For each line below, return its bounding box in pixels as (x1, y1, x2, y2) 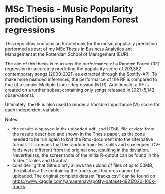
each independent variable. (5, 107, 61, 113)
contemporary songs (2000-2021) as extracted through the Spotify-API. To (5, 71, 157, 77)
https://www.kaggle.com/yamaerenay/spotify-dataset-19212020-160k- (12, 178, 156, 184)
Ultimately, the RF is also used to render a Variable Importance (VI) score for (5, 101, 160, 107)
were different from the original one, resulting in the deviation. (24, 147, 149, 153)
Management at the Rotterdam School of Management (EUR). (5, 51, 130, 57)
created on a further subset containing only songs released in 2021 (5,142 (5, 87, 155, 93)
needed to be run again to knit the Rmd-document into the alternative (12, 136, 153, 142)
